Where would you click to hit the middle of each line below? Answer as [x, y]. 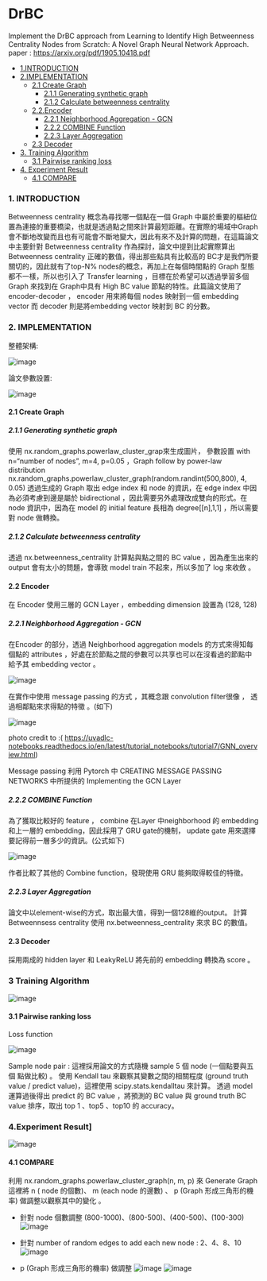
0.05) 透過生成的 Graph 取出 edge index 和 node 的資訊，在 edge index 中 [129, 488]
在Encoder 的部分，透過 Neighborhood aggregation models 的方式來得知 [128, 644]
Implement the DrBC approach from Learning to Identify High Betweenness [131, 36]
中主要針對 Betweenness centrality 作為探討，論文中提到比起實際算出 [122, 246]
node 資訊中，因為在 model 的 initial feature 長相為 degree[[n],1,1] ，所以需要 [133, 508]
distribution [27, 470]
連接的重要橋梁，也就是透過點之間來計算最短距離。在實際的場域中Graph [140, 226]
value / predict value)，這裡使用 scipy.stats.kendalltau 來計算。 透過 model [130, 1086]
